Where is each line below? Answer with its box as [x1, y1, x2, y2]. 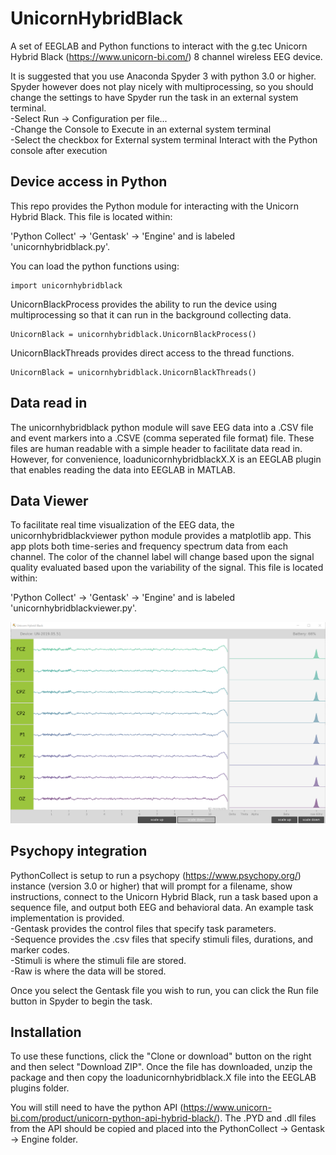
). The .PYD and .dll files [216, 1112, 317, 1124]
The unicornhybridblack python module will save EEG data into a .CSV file [10, 421, 314, 433]
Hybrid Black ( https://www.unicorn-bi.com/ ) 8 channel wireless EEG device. [10, 50, 323, 62]
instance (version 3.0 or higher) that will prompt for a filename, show [10, 880, 293, 892]
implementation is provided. [10, 912, 125, 924]
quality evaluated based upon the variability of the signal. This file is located [10, 562, 324, 574]
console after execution [10, 144, 108, 156]
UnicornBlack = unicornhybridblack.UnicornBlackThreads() [10, 367, 257, 377]
